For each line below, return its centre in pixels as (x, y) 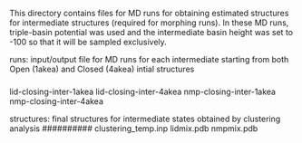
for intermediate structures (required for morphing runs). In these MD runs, (149, 23)
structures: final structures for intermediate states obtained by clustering (145, 119)
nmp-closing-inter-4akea (57, 101)
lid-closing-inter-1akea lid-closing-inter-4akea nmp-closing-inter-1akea (143, 92)
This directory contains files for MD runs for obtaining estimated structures (149, 13)
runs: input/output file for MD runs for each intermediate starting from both (149, 59)
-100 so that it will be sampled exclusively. (88, 42)
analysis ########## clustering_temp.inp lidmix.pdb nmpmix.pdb (134, 129)
